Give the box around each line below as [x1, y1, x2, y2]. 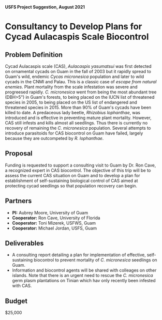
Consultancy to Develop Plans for [5, 21, 142, 32]
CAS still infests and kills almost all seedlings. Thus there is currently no [5, 120, 148, 125]
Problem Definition [5, 50, 63, 59]
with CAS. [12, 283, 32, 289]
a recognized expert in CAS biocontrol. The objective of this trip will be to [5, 167, 151, 173]
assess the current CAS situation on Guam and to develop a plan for [5, 172, 140, 178]
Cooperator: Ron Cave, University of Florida [12, 215, 101, 221]
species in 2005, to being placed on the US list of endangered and [5, 99, 137, 105]
